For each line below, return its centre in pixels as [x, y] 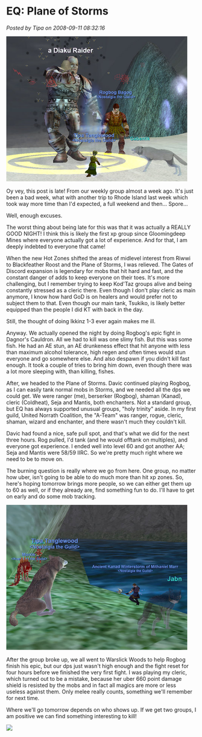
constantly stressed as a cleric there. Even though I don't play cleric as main [101, 290]
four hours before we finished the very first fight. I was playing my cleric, [97, 672]
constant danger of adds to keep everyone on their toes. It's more [88, 277]
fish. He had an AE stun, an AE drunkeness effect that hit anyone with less [98, 346]
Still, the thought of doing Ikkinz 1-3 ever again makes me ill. [81, 321]
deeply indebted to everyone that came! [56, 246]
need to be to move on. [35, 459]
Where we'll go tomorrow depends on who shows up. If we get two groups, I [101, 710]
